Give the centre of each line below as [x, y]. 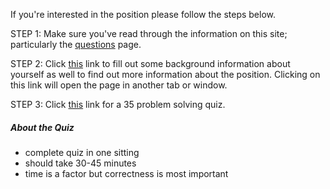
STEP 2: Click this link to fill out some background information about [150, 63]
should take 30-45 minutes [80, 163]
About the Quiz [42, 127]
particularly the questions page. [76, 44]
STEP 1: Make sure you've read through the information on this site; [149, 33]
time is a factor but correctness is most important [126, 173]
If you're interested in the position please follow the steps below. [143, 14]
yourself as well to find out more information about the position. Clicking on [165, 74]
